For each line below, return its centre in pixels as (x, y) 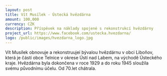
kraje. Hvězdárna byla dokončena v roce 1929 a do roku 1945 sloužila (77, 63)
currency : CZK (20, 24)
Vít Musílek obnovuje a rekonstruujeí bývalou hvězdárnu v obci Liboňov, (79, 52)
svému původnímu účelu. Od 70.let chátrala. (51, 68)
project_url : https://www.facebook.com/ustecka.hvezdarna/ (68, 33)
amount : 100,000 (22, 19)
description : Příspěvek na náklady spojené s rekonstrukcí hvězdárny (79, 29)
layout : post (19, 10)
